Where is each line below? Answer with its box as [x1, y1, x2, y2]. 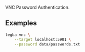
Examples [5, 19, 37, 27]
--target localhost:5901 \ [14, 37, 71, 42]
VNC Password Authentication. [5, 5, 70, 10]
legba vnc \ [5, 32, 30, 37]
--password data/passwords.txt [14, 41, 80, 47]
